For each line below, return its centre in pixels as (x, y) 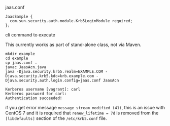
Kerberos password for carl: (36, 94)
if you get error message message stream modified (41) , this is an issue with (85, 108)
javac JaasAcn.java (26, 67)
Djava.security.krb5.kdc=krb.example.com (50, 76)
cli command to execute (30, 35)
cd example (17, 58)
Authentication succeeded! (34, 98)
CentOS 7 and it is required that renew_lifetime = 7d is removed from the (82, 113)
